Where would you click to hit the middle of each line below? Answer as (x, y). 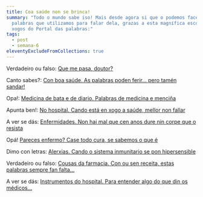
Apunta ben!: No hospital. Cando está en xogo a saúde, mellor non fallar (96, 110)
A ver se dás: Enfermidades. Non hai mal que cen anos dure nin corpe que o (101, 121)
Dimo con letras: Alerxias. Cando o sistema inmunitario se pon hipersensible (101, 151)
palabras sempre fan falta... (40, 169)
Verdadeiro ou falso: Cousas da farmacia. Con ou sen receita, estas (90, 163)
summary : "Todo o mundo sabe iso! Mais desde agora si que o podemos (96, 18)
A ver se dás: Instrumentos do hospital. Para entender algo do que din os (97, 181)
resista (14, 128)
